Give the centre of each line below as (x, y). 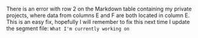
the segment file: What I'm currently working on (68, 28)
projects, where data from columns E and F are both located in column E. (98, 15)
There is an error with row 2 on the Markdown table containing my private (99, 9)
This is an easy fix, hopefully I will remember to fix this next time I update (98, 22)
